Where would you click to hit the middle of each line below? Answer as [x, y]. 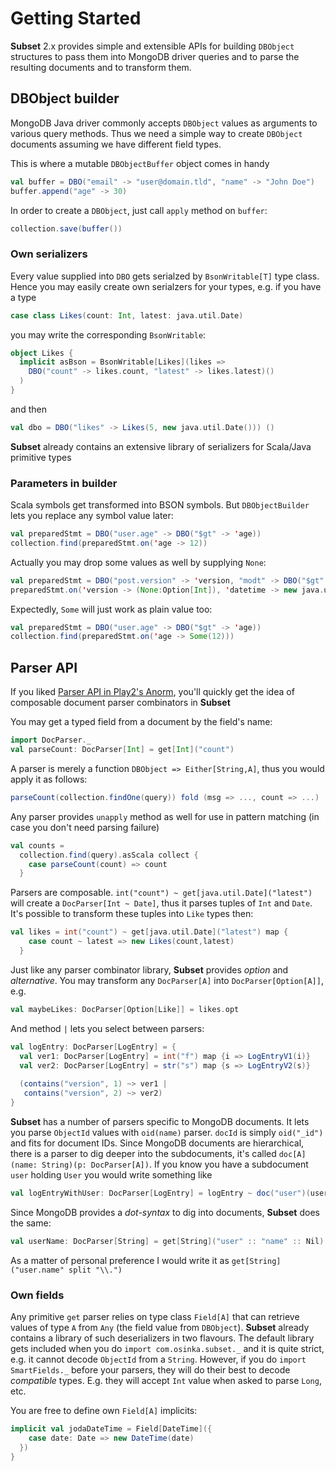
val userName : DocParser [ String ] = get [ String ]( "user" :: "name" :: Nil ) [167, 1241]
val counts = [37, 845]
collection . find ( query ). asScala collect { [109, 855]
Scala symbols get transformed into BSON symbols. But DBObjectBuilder [160, 505]
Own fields [37, 1295]
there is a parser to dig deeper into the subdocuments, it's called [143, 1153]
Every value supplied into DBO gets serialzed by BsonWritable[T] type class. [165, 276]
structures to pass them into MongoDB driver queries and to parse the [155, 56]
